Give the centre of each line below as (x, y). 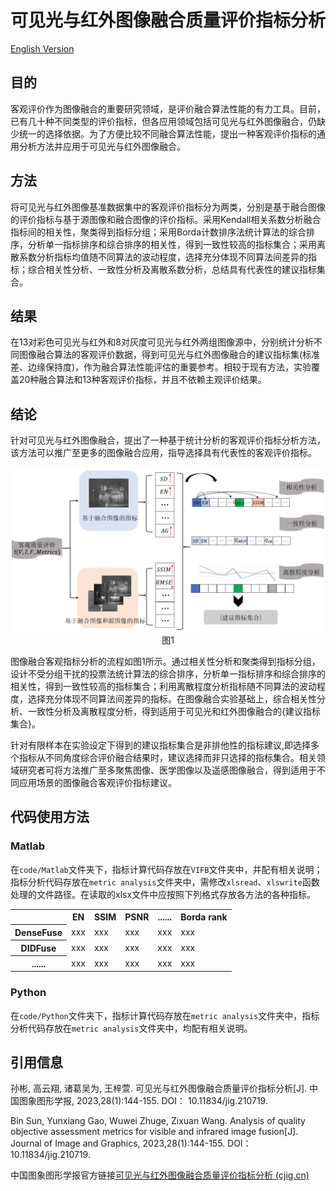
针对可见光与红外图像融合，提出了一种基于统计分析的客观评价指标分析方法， (168, 440)
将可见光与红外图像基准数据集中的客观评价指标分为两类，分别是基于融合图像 (168, 207)
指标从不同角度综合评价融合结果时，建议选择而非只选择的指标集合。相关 (167, 758)
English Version (42, 48)
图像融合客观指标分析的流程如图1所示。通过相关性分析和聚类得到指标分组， (165, 662)
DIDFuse (38, 948)
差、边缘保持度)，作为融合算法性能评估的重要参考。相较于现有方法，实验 (161, 367)
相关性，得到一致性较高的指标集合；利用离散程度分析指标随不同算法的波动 (163, 687)
